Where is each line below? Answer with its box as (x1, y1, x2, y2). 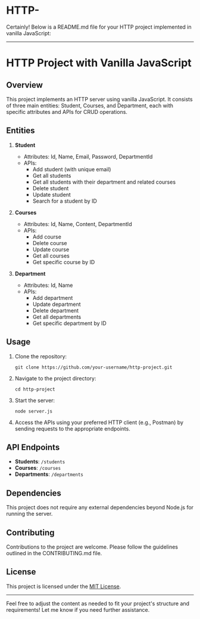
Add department (32, 294, 73, 301)
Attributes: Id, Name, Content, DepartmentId (23, 220, 132, 227)
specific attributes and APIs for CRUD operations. (6, 108, 128, 115)
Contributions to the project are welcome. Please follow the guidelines (6, 543, 179, 550)
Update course (32, 246, 70, 253)
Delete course (32, 239, 67, 246)
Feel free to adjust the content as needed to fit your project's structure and (6, 600, 189, 607)
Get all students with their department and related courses (32, 178, 176, 185)
